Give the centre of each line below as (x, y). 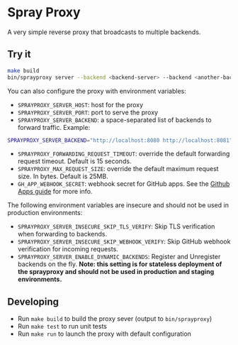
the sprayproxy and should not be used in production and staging (116, 272)
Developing (33, 301)
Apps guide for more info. (55, 192)
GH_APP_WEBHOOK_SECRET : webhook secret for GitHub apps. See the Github (124, 184)
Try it (19, 54)
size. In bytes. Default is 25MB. (63, 176)
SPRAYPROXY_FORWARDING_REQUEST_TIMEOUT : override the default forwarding (124, 154)
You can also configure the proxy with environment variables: (97, 91)
